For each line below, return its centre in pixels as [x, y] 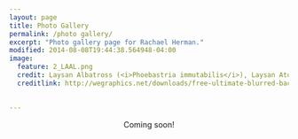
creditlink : [39, 83]
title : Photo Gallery [49, 26]
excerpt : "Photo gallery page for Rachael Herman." [106, 42]
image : [21, 58]
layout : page [33, 17]
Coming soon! [149, 124]
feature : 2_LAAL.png [55, 67]
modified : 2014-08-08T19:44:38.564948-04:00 [93, 50]
